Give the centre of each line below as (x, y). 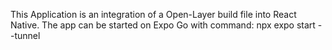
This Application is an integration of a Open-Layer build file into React (153, 14)
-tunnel (25, 35)
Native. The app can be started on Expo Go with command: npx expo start (163, 25)
